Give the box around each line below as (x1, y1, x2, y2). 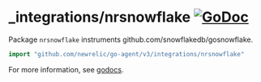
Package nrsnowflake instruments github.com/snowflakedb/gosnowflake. (8, 35, 254, 44)
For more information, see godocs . (8, 64, 124, 74)
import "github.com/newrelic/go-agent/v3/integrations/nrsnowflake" (8, 50, 245, 58)
